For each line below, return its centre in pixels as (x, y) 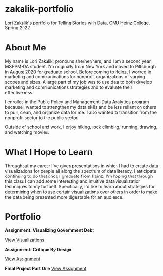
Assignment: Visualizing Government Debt (50, 230)
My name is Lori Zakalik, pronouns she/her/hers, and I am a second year (78, 61)
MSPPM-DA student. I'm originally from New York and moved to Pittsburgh (80, 66)
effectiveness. (19, 92)
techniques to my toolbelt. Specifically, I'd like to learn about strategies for (80, 186)
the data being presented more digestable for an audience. (64, 197)
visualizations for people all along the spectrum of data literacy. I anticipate (81, 171)
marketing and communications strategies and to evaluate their (69, 87)
